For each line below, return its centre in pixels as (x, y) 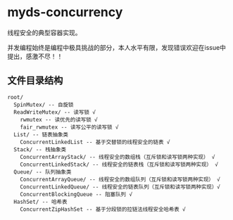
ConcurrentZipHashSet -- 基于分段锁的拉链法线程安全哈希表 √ (103, 209)
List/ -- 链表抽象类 (41, 134)
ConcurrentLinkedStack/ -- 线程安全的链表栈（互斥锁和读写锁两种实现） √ (119, 164)
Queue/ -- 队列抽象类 (43, 172)
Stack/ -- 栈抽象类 (40, 149)
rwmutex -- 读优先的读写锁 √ (59, 119)
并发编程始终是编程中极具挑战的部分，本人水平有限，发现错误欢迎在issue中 (117, 47)
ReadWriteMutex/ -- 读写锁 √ (55, 112)
